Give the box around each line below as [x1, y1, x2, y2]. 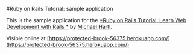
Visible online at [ [6, 35, 49, 41]
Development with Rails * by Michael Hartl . [6, 23, 113, 30]
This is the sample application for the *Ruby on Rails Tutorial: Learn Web [6, 17, 187, 23]
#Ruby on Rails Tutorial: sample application [6, 5, 113, 12]
